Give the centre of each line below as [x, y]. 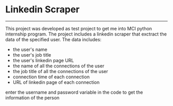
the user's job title [32, 55]
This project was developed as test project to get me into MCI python [79, 28]
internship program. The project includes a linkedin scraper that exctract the [86, 34]
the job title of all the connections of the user [60, 71]
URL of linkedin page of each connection [56, 82]
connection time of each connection [51, 77]
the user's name [30, 49]
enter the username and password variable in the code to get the [74, 92]
